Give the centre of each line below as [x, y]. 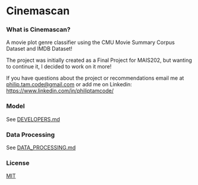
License [18, 163]
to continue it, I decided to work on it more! [59, 67]
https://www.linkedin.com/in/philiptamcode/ [60, 91]
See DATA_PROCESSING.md [41, 148]
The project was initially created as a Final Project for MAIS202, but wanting [99, 60]
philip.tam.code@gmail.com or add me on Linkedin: [69, 84]
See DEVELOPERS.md [33, 119]
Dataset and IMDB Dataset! [39, 49]
